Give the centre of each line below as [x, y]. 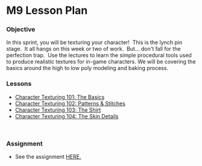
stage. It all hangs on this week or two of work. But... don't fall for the [93, 49]
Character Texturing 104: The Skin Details [67, 116]
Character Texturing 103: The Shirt [58, 110]
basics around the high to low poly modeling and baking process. [87, 68]
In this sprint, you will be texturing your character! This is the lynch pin [94, 42]
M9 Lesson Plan [47, 11]
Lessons [19, 84]
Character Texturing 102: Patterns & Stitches [70, 103]
